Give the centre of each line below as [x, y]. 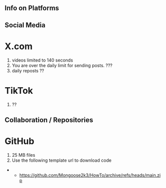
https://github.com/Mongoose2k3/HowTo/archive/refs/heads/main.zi [90, 175]
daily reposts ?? [28, 70]
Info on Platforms [32, 8]
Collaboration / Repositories [49, 120]
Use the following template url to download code [62, 160]
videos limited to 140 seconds [42, 60]
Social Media [25, 25]
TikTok [19, 91]
